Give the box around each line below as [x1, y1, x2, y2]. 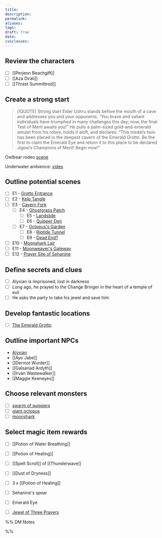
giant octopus [12, 408, 40, 414]
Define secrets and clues [5, 265, 82, 274]
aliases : [5, 20, 23, 26]
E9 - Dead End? [26, 235, 58, 240]
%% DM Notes [5, 519, 35, 525]
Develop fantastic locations [5, 309, 90, 318]
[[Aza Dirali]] [12, 75, 38, 81]
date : [5, 35, 16, 40]
